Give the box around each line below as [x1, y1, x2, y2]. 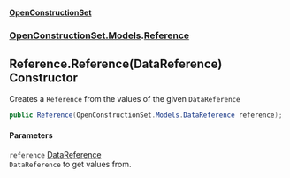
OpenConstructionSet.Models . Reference [9, 29, 190, 42]
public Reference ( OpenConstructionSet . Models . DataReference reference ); [9, 111, 283, 120]
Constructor [9, 70, 78, 85]
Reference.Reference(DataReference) [9, 56, 223, 71]
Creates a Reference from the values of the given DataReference [9, 94, 240, 104]
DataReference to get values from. [9, 159, 132, 170]
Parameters [9, 129, 53, 141]
